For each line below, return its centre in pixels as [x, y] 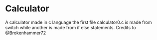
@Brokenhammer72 [26, 33]
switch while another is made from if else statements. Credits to [71, 27]
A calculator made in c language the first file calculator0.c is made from [78, 22]
